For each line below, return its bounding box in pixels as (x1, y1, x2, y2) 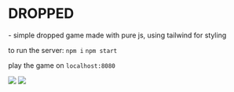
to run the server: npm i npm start (8, 45, 118, 55)
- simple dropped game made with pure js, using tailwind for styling (8, 30, 227, 40)
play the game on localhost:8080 (8, 60, 116, 70)
